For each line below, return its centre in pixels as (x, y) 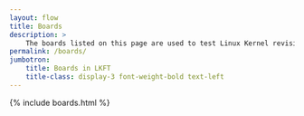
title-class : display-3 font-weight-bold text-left (125, 77)
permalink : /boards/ (48, 52)
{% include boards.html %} (60, 102)
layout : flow (34, 18)
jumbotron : (30, 60)
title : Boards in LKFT (68, 69)
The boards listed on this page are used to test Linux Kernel (147, 43)
